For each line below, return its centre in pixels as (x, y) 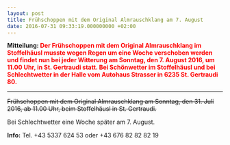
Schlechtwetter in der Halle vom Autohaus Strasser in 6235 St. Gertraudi (113, 75)
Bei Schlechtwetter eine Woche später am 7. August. (81, 122)
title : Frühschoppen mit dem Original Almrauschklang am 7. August (105, 20)
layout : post (26, 13)
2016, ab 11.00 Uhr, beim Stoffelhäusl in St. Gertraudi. (82, 109)
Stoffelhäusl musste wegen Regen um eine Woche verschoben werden (110, 53)
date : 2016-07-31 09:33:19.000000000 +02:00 (72, 26)
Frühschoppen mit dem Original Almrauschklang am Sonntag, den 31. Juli (111, 102)
